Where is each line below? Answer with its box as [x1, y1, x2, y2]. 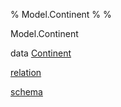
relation [10, 67, 42, 78]
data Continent [10, 47, 72, 59]
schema [10, 86, 43, 98]
